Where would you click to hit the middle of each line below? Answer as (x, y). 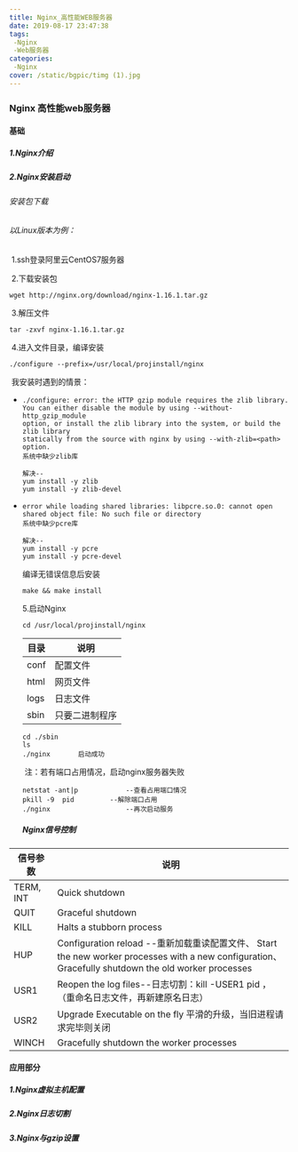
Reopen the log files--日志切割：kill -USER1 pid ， (165, 984)
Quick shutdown (91, 892)
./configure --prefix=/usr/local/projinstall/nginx (106, 364)
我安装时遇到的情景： (50, 381)
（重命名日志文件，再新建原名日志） (133, 997)
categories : (31, 59)
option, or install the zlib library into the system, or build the (151, 423)
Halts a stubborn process (110, 927)
